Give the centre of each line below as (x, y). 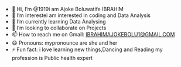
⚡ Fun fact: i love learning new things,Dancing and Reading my (87, 49)
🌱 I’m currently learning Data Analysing (59, 21)
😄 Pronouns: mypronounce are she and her (64, 43)
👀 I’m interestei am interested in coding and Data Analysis (81, 15)
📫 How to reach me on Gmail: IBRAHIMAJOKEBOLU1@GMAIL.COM (93, 34)
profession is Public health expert (52, 58)
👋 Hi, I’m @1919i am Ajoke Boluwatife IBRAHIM (68, 9)
